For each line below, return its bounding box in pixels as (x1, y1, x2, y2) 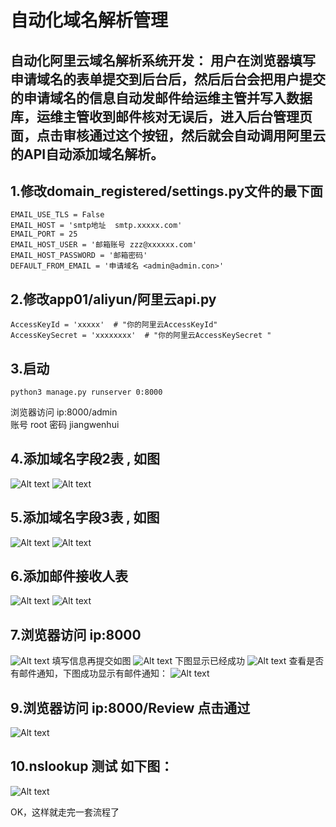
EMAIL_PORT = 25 (10, 229, 78, 240)
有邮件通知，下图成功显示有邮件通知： (10, 667, 168, 680)
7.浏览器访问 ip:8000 (10, 626, 142, 643)
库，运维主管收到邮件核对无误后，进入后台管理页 (10, 108, 313, 125)
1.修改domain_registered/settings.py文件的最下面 (10, 182, 323, 200)
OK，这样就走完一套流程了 (10, 806, 120, 818)
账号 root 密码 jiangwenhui (10, 419, 120, 431)
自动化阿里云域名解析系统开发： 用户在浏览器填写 (10, 52, 316, 69)
